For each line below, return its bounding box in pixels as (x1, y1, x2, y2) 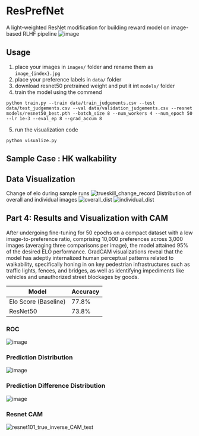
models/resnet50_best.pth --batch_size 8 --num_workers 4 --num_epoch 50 (6, 110, 193, 117)
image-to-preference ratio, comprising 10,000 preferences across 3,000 (6, 235, 183, 242)
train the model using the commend (14, 88, 102, 96)
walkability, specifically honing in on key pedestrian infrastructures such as (6, 261, 190, 268)
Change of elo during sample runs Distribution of (6, 189, 192, 197)
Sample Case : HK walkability (6, 153, 117, 164)
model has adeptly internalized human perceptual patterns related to (6, 254, 174, 261)
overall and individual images (6, 196, 77, 203)
